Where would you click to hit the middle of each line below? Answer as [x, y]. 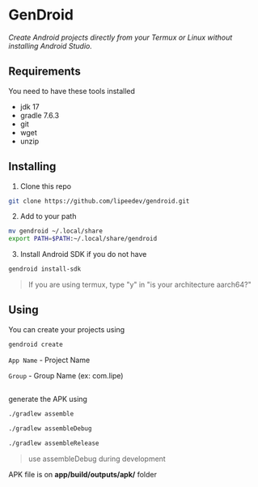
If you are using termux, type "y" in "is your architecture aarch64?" [140, 284]
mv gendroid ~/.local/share [56, 231]
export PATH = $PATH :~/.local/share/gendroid [83, 239]
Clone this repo [45, 186]
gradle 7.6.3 [39, 115]
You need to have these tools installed [72, 91]
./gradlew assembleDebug [50, 429]
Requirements [44, 72]
